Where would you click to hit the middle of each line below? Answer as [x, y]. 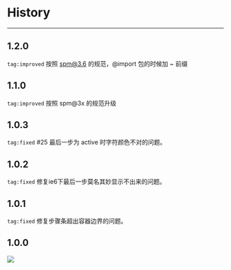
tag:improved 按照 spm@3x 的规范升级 [62, 103]
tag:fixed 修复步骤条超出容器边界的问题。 [67, 221]
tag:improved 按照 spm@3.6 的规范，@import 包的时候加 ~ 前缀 [97, 64]
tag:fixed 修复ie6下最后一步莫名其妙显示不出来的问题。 [87, 182]
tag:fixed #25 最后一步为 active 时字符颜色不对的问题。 [87, 143]
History [29, 13]
